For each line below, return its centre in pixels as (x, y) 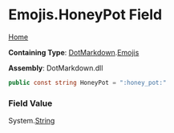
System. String (32, 121)
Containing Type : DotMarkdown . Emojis (74, 52)
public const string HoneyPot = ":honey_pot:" (87, 83)
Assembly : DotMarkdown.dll (56, 68)
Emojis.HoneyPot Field (85, 15)
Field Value (30, 103)
